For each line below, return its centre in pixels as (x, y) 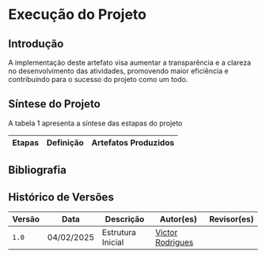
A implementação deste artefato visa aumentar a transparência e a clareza (130, 62)
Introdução (36, 44)
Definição (65, 142)
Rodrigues (175, 242)
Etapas (26, 142)
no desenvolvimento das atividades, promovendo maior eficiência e (118, 71)
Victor (167, 233)
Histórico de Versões (61, 197)
